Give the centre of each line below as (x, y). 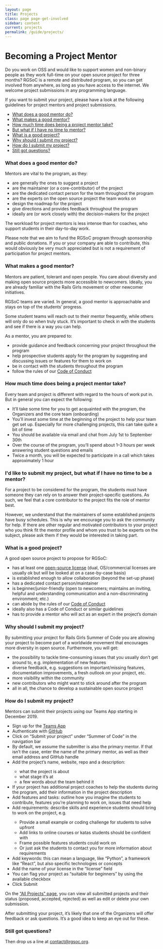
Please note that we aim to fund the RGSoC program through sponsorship (79, 238)
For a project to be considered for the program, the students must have (76, 490)
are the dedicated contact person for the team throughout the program (83, 193)
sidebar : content (23, 23)
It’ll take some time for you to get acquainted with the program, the (79, 409)
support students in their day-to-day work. (48, 228)
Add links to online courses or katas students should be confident (85, 833)
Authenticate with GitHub (37, 731)
